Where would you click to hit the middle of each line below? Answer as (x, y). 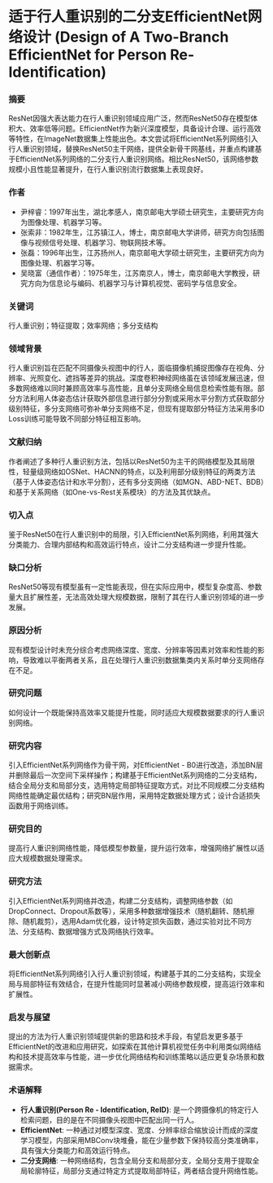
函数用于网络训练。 (41, 806)
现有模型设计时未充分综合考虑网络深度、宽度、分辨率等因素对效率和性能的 (133, 649)
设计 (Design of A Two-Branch (126, 37)
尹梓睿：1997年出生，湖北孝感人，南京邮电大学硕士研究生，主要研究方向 (142, 212)
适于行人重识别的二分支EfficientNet (128, 17)
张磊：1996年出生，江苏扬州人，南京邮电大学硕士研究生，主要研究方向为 (142, 253)
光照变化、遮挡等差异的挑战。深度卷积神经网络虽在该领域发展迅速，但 (147, 378)
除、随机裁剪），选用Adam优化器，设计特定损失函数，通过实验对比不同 (127, 921)
